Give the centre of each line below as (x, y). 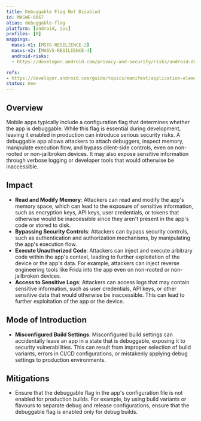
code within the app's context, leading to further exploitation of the (97, 257)
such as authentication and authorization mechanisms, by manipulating (102, 238)
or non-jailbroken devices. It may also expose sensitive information (106, 153)
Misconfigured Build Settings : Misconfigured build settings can (94, 334)
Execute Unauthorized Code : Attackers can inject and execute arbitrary (103, 250)
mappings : (19, 39)
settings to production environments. (60, 359)
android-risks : (31, 56)
